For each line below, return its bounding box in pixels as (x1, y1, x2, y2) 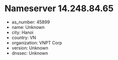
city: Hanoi (11, 29, 34, 35)
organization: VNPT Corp (11, 40, 62, 45)
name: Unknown (11, 24, 45, 30)
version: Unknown (11, 45, 48, 51)
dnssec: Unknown (11, 50, 48, 56)
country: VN (11, 35, 36, 40)
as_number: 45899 (11, 19, 50, 25)
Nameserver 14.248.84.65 (4, 3, 114, 14)
